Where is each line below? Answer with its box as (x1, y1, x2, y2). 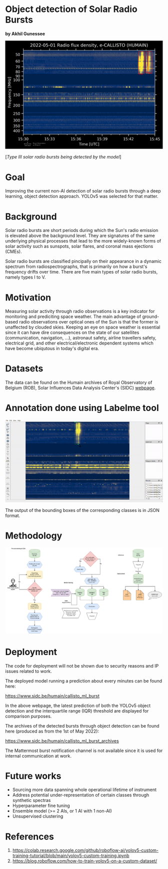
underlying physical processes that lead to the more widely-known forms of (5, 238, 161, 244)
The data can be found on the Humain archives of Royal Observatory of (5, 379, 152, 385)
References (5, 831, 54, 842)
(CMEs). (5, 248, 22, 254)
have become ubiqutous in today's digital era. (5, 345, 99, 351)
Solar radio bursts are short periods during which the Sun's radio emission (5, 227, 158, 233)
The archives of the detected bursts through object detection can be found (5, 722, 159, 728)
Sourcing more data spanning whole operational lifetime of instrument (12, 786, 156, 793)
